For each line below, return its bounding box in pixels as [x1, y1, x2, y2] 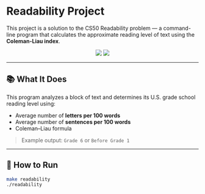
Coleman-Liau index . [6, 37, 60, 45]
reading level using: [6, 99, 56, 107]
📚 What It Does [6, 74, 67, 85]
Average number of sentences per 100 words [15, 118, 131, 126]
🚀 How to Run [6, 160, 59, 170]
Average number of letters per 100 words [15, 112, 121, 119]
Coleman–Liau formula [15, 124, 72, 132]
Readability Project [6, 4, 105, 18]
